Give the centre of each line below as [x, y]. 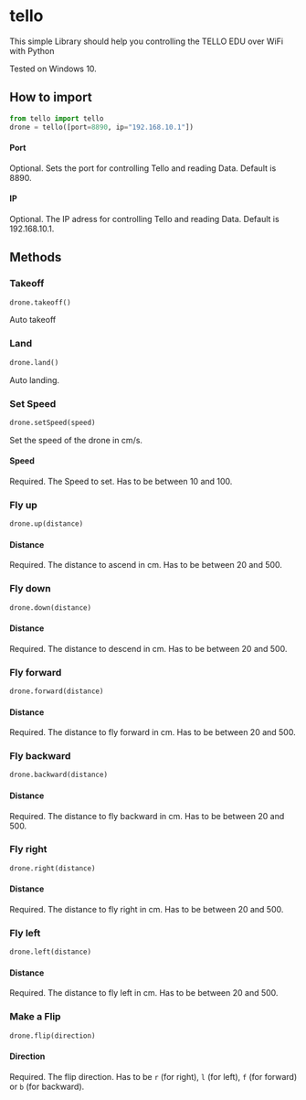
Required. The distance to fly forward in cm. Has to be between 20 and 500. [153, 732]
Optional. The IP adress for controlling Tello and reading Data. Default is [145, 219]
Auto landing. [35, 379]
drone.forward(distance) [57, 691]
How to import [51, 97]
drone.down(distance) [51, 608]
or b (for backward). [47, 1086]
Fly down [31, 589]
